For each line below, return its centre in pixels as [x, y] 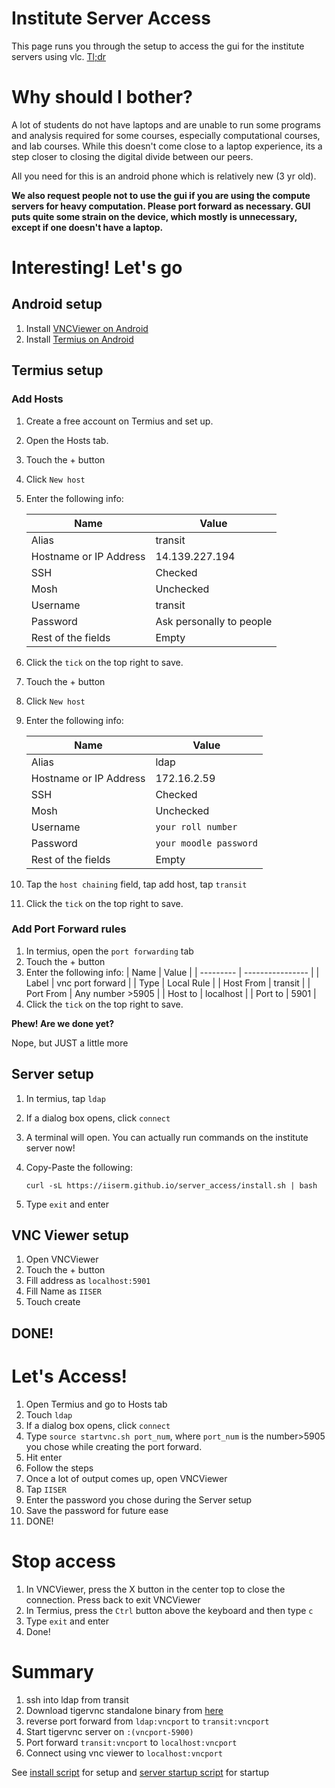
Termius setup [57, 370]
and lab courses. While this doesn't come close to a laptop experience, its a [167, 146]
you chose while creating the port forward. [114, 1446]
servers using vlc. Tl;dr [59, 56]
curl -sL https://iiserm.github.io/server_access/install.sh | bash [171, 1185]
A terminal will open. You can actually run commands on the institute [167, 1137]
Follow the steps [59, 1468]
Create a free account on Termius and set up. [119, 421]
